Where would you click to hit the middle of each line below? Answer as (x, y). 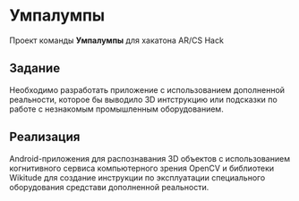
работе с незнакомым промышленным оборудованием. (116, 109)
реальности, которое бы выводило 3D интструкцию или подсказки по (143, 99)
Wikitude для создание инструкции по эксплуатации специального (137, 177)
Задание (35, 68)
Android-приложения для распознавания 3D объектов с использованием (150, 158)
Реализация (45, 137)
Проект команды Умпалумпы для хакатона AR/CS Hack (116, 40)
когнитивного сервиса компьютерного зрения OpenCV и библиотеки (142, 168)
